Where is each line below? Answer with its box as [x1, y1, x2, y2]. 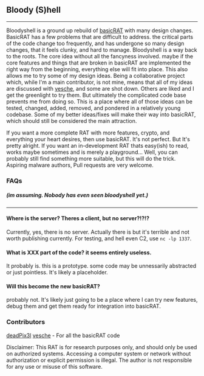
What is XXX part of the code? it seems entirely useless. [6, 249, 152, 256]
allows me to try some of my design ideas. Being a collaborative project [6, 72, 185, 79]
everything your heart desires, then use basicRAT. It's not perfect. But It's [6, 135, 190, 142]
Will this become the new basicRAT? [6, 282, 100, 290]
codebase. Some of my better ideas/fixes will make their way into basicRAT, [6, 111, 196, 118]
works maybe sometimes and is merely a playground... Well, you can [6, 148, 178, 156]
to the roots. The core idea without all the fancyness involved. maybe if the [6, 52, 193, 60]
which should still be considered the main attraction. [6, 117, 137, 124]
